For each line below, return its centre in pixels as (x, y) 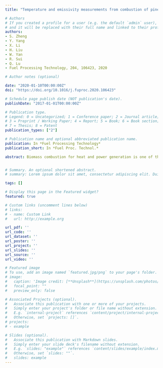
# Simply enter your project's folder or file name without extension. (81, 308)
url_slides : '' (20, 250)
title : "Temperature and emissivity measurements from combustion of (77, 9)
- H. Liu (14, 50)
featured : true (20, 196)
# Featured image (23, 268)
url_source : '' (20, 255)
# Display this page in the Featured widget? (52, 192)
